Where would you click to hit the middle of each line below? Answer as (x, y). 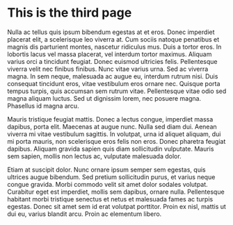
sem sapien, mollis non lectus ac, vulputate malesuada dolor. (95, 156)
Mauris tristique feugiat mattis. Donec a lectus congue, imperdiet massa (110, 119)
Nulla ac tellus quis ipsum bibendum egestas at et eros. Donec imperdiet (111, 32)
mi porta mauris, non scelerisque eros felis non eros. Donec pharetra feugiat (116, 141)
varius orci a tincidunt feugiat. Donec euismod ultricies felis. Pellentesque (112, 61)
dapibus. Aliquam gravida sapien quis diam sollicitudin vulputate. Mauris (111, 149)
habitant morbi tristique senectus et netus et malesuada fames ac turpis (110, 199)
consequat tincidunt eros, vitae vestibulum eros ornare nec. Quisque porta (114, 83)
